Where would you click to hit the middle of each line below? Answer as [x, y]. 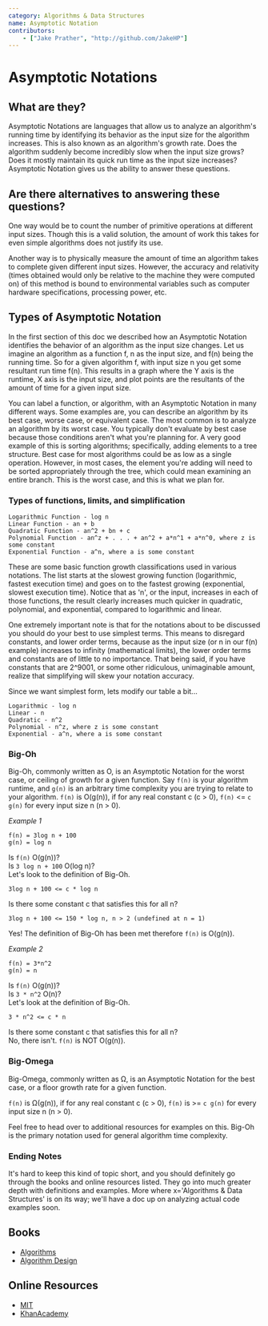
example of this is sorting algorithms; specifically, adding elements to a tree [133, 446]
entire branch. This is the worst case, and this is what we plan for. [116, 479]
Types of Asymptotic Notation [85, 317]
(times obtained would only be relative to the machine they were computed [132, 275]
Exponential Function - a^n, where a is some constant [102, 552]
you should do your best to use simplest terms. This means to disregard [127, 634]
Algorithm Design [48, 1260]
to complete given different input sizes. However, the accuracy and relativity [134, 267]
